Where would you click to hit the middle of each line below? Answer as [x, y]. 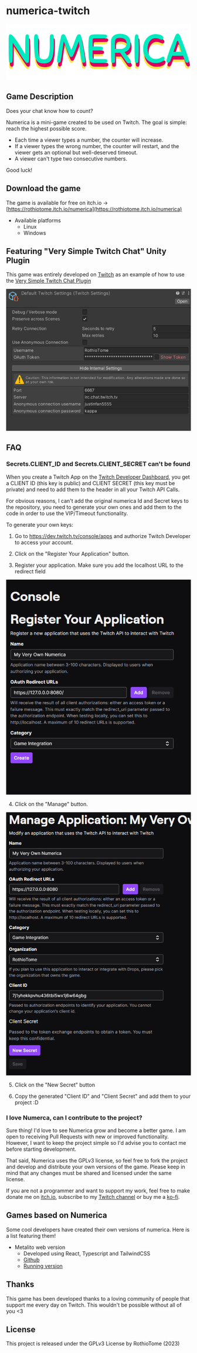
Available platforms [38, 220]
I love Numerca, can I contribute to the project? [74, 1117]
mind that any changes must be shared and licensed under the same [89, 1173]
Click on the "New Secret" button [55, 1085]
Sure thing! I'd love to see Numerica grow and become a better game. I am [96, 1130]
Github [31, 1260]
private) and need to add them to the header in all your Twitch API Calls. [93, 489]
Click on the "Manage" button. [51, 804]
